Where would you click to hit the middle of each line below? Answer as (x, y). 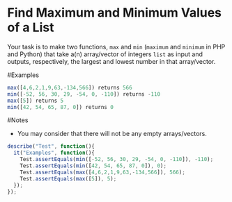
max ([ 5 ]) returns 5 (36, 101)
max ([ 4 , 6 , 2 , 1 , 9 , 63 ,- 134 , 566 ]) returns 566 (70, 87)
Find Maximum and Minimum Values (114, 13)
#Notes (18, 120)
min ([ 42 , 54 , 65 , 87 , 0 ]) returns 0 (60, 107)
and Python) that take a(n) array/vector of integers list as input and (105, 54)
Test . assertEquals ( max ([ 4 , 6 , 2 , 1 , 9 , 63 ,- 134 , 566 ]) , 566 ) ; (103, 172)
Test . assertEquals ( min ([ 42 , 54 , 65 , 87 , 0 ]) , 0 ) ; (93, 166)
